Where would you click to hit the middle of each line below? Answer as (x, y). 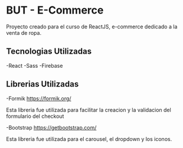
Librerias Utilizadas (43, 84)
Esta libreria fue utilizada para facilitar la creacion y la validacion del (89, 110)
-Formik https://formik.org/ (39, 98)
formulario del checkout (35, 116)
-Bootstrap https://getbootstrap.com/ (51, 127)
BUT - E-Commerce (55, 10)
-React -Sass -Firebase (35, 65)
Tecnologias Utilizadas (49, 52)
